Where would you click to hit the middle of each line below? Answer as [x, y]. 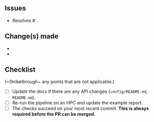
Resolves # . [25, 20]
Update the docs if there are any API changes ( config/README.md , [80, 91]
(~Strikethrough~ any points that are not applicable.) [60, 82]
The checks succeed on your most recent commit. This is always [80, 108]
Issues [15, 8]
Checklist [20, 70]
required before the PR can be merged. [54, 114]
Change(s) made [32, 37]
